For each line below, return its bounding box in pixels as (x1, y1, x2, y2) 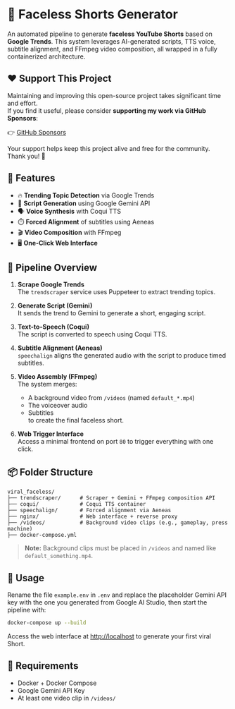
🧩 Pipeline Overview (7, 261, 97, 274)
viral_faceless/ (7, 488, 55, 496)
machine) (7, 526, 33, 533)
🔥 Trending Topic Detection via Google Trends (17, 190, 155, 200)
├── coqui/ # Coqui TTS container (7, 501, 146, 508)
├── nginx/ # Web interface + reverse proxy (7, 513, 178, 521)
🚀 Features (7, 172, 56, 184)
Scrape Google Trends (17, 280, 84, 289)
